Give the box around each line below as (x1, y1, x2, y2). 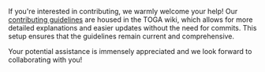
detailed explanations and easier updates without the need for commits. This (8, 23, 257, 32)
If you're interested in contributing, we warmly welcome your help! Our (8, 7, 238, 16)
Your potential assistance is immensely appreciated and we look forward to (8, 47, 252, 56)
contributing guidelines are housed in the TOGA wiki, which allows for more (8, 15, 253, 24)
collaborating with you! (8, 55, 83, 64)
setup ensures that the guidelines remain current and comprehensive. (8, 31, 235, 41)
